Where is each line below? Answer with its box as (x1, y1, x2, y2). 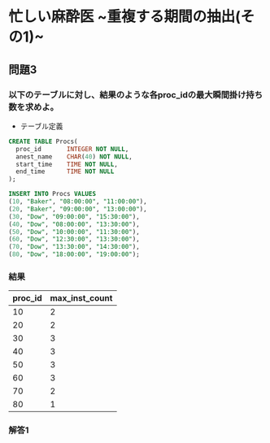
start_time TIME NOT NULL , (15, 160, 118, 168)
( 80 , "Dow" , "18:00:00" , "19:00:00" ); (8, 250, 140, 258)
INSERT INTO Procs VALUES (8, 190, 96, 198)
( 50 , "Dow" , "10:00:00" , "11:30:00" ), (8, 228, 140, 236)
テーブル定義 (20, 121, 63, 131)
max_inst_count (50, 293, 113, 304)
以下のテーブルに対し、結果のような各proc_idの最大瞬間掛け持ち (8, 89, 263, 100)
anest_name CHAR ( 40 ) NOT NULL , (15, 152, 133, 161)
